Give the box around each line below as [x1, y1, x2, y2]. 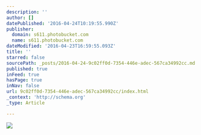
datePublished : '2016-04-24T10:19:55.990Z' [6, 20, 119, 26]
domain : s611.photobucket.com [12, 32, 89, 38]
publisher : [6, 26, 34, 32]
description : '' [6, 9, 48, 15]
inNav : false [6, 83, 40, 89]
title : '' [6, 49, 32, 55]
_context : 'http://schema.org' [6, 94, 86, 100]
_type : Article [6, 100, 45, 106]
